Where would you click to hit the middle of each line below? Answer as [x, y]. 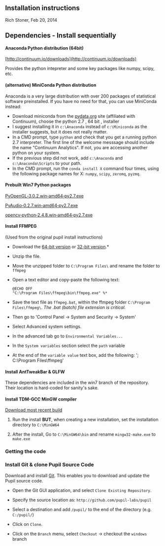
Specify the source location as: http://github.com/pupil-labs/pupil [82, 500]
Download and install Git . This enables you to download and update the [77, 476]
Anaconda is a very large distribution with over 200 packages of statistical [81, 96]
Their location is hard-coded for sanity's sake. [52, 388]
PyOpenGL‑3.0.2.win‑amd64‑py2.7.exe [44, 196]
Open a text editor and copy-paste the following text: [66, 280]
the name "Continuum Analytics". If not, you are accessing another [80, 147]
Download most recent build [34, 410]
